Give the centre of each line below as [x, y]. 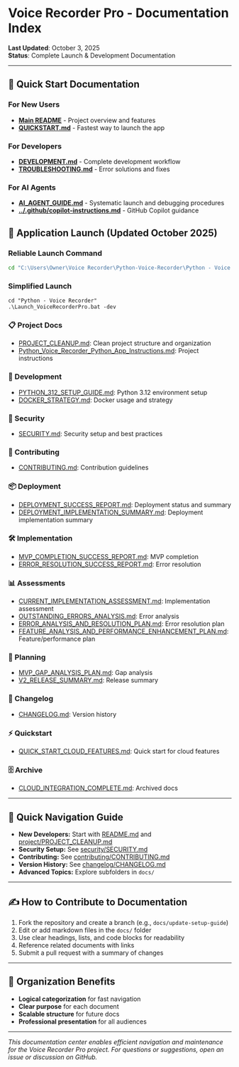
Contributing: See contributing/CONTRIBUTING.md [94, 857]
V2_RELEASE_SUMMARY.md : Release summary [88, 681]
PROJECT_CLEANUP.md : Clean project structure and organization [115, 343]
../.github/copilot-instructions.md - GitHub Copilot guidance [109, 210]
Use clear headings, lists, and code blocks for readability [101, 937]
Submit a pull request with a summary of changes [91, 953]
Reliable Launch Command [55, 253]
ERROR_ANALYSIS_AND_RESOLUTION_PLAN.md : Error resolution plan [121, 624]
